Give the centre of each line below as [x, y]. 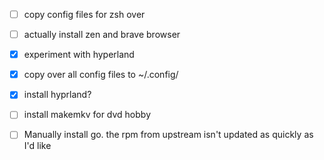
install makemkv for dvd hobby [87, 115]
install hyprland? [57, 95]
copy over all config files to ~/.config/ [101, 75]
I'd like [37, 146]
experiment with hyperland [79, 55]
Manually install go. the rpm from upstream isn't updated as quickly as [168, 135]
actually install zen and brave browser [102, 35]
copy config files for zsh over [84, 14]
